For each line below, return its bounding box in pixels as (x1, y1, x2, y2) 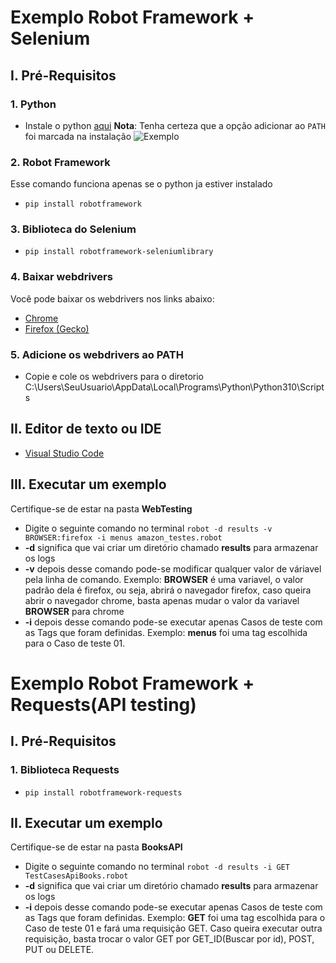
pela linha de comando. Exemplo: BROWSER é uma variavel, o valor (24, 573, 304, 585)
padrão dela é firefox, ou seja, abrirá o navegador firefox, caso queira (24, 584, 312, 596)
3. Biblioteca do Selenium (10, 222, 137, 236)
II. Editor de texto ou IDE (10, 421, 162, 438)
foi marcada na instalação (24, 130, 132, 142)
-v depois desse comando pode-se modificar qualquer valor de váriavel (24, 562, 322, 575)
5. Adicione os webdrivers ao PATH (10, 347, 184, 361)
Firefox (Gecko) (24, 322, 90, 335)
